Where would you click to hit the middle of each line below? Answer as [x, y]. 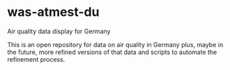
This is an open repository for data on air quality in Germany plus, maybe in [115, 44]
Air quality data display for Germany [59, 31]
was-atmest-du [53, 12]
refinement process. [36, 59]
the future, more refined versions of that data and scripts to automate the [112, 52]
